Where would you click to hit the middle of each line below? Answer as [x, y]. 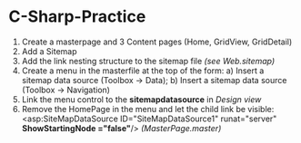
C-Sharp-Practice [77, 17]
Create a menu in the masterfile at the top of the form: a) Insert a [143, 71]
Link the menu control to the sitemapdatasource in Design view [141, 99]
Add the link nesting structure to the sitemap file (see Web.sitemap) [148, 61]
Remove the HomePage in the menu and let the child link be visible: [148, 109]
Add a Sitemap [50, 51]
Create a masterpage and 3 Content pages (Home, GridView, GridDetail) [157, 42]
